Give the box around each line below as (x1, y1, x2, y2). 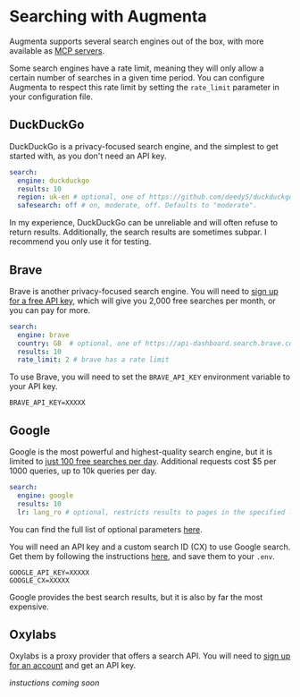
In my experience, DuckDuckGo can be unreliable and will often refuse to (9, 217, 279, 228)
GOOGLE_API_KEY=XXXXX (9, 568, 90, 577)
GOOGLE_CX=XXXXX (9, 575, 70, 585)
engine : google (17, 491, 74, 500)
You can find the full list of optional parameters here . (9, 523, 203, 534)
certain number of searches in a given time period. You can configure (9, 72, 265, 82)
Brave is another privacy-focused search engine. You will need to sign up (9, 285, 279, 296)
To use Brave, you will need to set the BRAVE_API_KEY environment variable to (9, 371, 291, 382)
